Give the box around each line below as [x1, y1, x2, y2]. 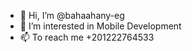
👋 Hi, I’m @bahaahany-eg [19, 10, 125, 21]
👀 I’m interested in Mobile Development [19, 20, 182, 32]
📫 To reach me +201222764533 [19, 31, 155, 43]
